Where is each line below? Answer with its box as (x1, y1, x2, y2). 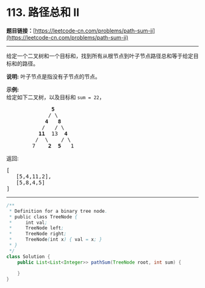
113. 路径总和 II (6, 6, 80, 20)
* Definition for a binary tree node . (9, 208, 108, 214)
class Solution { (6, 253, 51, 260)
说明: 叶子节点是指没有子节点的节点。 (6, 73, 101, 80)
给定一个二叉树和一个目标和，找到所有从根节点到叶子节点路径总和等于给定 (6, 52, 193, 59)
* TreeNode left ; (9, 225, 64, 231)
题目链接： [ (6, 27, 35, 34)
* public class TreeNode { (9, 213, 78, 220)
